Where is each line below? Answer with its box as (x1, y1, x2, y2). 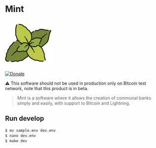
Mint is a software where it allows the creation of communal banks (17, 95, 152, 101)
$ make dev (5, 138, 27, 143)
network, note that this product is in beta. (5, 85, 88, 91)
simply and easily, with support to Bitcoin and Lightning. (17, 100, 130, 106)
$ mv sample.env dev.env (5, 128, 56, 133)
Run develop (5, 114, 44, 123)
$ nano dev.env (5, 133, 36, 138)
